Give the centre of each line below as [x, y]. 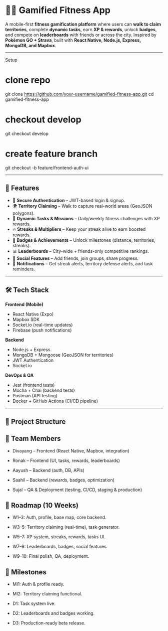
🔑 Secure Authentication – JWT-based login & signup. [69, 200]
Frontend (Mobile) [24, 304]
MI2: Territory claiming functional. [47, 594]
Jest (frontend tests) [33, 385]
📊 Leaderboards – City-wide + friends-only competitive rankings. [80, 251]
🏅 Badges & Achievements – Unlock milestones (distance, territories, [84, 240]
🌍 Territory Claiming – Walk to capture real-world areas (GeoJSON [82, 206]
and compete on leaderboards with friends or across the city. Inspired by [81, 35]
